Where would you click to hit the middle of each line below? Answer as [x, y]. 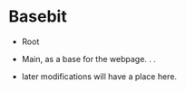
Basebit [38, 17]
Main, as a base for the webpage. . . [88, 59]
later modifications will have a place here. [99, 76]
